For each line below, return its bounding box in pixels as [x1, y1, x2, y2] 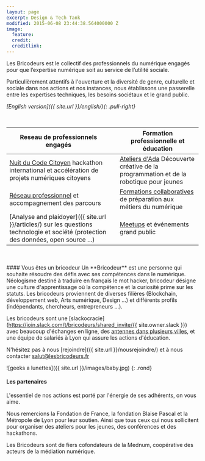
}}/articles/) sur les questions [9, 220, 93, 229]
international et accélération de [9, 166, 99, 174]
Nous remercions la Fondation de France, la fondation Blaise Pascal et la [6, 410, 188, 418]
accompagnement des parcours [9, 199, 101, 207]
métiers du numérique [120, 202, 183, 211]
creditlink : [12, 43, 43, 49]
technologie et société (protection [9, 227, 107, 236]
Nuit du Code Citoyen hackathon [9, 158, 103, 166]
